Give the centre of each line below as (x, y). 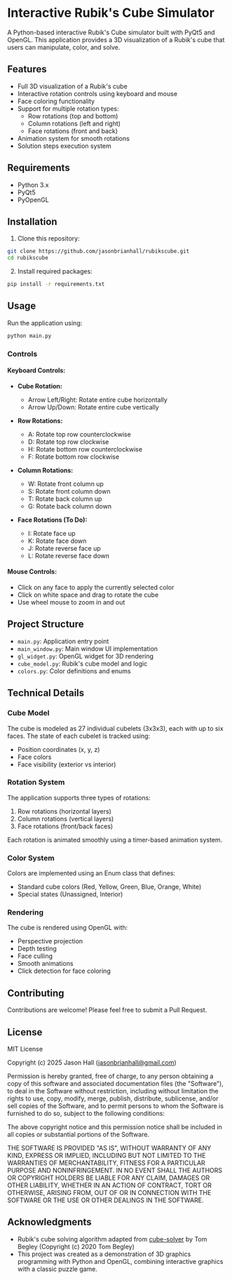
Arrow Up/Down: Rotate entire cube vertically (93, 407)
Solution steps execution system (64, 146)
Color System (31, 858)
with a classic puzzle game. (57, 1269)
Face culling (35, 956)
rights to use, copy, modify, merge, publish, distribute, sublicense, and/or (113, 1098)
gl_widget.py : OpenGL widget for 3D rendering (86, 656)
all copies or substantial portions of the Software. (78, 1135)
